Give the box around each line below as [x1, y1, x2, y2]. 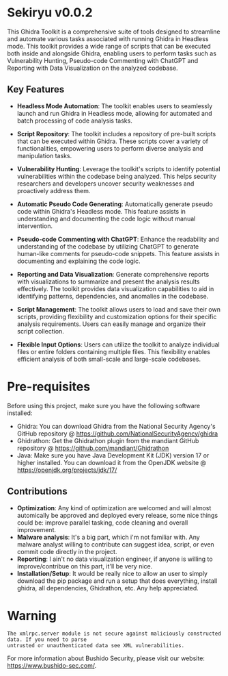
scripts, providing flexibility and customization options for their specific [16, 312, 217, 321]
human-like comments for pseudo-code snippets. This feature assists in [16, 249, 220, 258]
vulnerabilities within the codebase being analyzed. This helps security [16, 172, 217, 180]
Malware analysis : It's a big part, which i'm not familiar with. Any [16, 533, 200, 541]
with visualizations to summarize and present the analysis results [16, 277, 200, 286]
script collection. [16, 327, 65, 335]
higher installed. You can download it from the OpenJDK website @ [16, 458, 207, 466]
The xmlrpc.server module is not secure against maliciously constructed [7, 630, 222, 638]
